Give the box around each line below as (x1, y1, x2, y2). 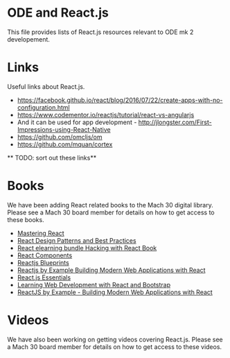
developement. (7, 35, 51, 43)
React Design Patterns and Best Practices (17, 236, 136, 244)
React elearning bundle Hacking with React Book (17, 244, 157, 252)
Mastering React (17, 229, 64, 237)
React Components (17, 251, 73, 259)
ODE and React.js (7, 5, 109, 21)
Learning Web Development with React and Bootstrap (17, 280, 171, 289)
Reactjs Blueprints (17, 258, 69, 266)
